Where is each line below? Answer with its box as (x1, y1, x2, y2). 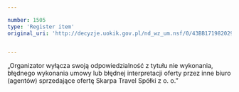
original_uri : (7, 30, 50, 37)
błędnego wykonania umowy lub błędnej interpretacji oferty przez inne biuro (7, 69, 231, 78)
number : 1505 (7, 16, 46, 23)
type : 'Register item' (7, 23, 75, 30)
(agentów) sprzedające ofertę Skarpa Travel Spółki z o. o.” (7, 76, 179, 85)
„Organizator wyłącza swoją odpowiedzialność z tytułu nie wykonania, (7, 62, 213, 70)
